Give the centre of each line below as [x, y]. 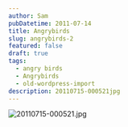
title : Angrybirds [39, 31]
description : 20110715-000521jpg [64, 91]
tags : [17, 61]
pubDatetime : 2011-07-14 [50, 23]
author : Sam [28, 16]
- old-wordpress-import [55, 83]
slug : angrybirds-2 [41, 38]
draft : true [28, 53]
